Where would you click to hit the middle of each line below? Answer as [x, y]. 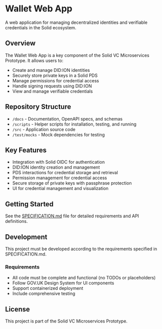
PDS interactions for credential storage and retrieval [65, 173]
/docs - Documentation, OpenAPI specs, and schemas [67, 119]
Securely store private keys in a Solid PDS [55, 75]
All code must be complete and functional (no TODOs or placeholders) [84, 278]
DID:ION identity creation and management [56, 167]
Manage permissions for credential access [56, 80]
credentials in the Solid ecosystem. [41, 27]
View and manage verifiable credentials [52, 91]
